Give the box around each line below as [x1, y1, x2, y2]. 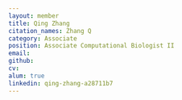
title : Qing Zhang [8, 19, 70, 27]
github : [8, 57, 35, 65]
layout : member [8, 11, 60, 20]
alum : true [8, 72, 45, 80]
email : [8, 49, 31, 57]
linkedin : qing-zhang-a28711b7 [8, 79, 114, 87]
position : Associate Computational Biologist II [8, 42, 175, 50]
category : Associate [8, 34, 78, 43]
